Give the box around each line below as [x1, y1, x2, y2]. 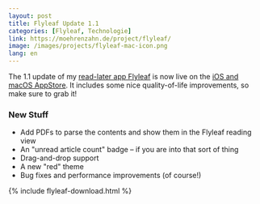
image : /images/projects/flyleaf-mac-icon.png [8, 42, 168, 50]
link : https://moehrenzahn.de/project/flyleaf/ [8, 34, 172, 43]
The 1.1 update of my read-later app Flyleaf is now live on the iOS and [8, 72, 239, 81]
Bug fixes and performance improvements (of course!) [19, 171, 202, 181]
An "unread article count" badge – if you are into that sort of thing [19, 145, 239, 155]
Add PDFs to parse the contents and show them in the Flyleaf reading [19, 127, 252, 138]
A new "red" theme [19, 162, 85, 172]
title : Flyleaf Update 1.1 [8, 19, 99, 28]
